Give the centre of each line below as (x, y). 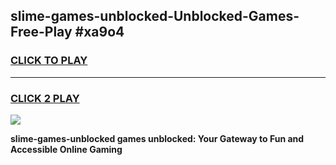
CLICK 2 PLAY (45, 98)
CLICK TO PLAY (49, 61)
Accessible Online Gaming (66, 149)
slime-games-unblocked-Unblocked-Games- (155, 16)
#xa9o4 (99, 32)
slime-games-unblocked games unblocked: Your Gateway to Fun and (157, 138)
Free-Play (41, 32)
